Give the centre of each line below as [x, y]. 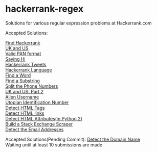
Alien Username [22, 97]
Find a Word [18, 75]
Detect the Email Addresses [35, 129]
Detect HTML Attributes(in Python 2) [44, 118]
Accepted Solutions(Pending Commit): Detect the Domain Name [73, 139]
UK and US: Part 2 [25, 91]
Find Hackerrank [23, 43]
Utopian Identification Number [37, 102]
